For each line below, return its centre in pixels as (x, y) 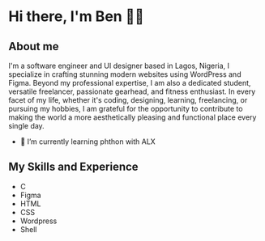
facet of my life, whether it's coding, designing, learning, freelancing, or (128, 100)
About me (34, 47)
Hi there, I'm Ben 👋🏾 (76, 17)
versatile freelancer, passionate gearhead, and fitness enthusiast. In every (132, 91)
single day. (26, 126)
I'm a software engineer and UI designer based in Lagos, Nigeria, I (119, 66)
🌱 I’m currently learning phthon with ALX (88, 142)
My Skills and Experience (74, 167)
